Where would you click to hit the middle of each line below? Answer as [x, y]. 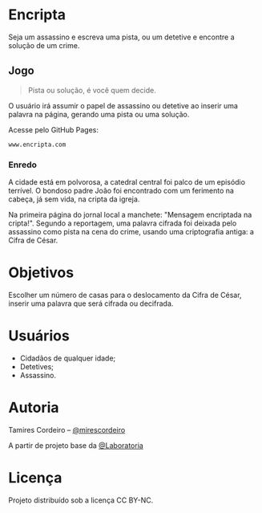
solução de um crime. [44, 45]
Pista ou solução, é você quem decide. [92, 90]
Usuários [39, 336]
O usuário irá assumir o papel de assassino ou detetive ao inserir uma [123, 105]
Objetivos [41, 273]
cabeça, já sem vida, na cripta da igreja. [74, 199]
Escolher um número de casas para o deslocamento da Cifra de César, [125, 295]
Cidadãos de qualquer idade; [68, 358]
